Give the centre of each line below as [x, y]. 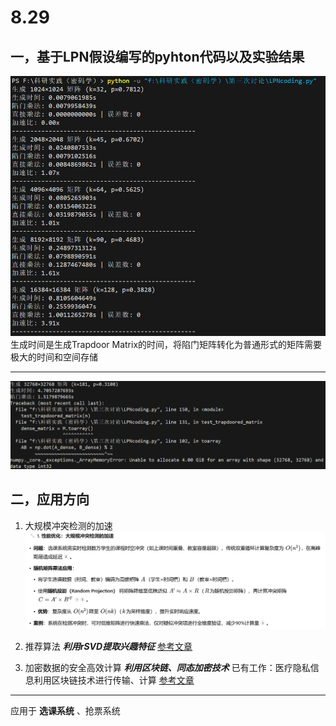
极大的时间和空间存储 [54, 357]
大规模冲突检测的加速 [68, 525]
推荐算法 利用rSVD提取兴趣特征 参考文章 [108, 646]
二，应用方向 [50, 499]
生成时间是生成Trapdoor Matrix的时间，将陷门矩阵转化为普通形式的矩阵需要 [166, 344]
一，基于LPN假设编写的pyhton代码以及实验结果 [157, 56]
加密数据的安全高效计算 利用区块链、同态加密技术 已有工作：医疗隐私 [167, 667]
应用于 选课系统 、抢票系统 [65, 710]
